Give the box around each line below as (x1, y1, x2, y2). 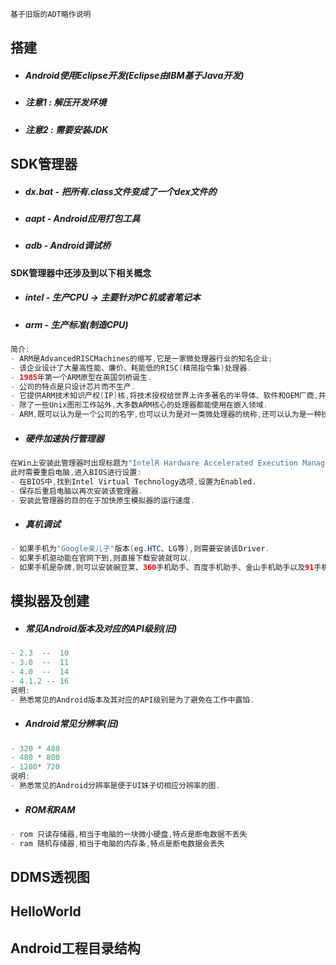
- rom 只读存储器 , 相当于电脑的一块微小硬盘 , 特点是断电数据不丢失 (10, 829, 248, 839)
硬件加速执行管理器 (24, 432, 105, 444)
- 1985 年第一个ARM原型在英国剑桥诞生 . (10, 372, 153, 382)
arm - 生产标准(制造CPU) (24, 318, 129, 330)
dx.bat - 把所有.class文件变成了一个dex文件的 (24, 185, 217, 197)
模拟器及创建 (10, 593, 90, 610)
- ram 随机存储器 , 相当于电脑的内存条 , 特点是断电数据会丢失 (10, 838, 225, 849)
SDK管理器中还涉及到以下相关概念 (10, 266, 152, 279)
